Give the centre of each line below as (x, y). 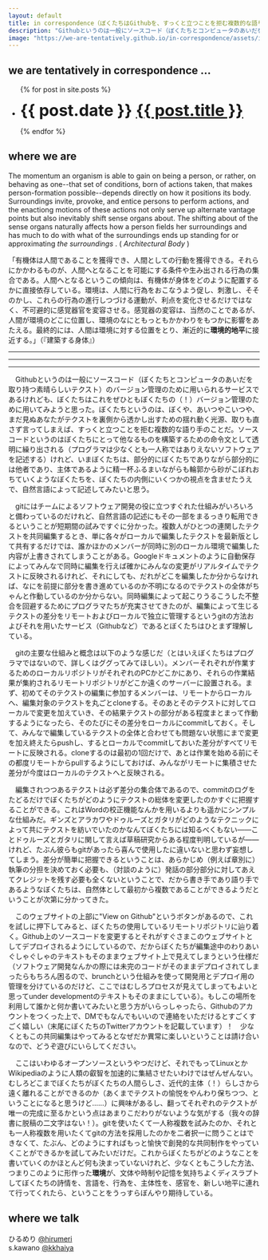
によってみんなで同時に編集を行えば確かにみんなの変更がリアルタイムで (127, 566)
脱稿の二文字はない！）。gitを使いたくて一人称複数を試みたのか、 (129, 1123)
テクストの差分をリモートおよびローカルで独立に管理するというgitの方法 (128, 616)
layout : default (35, 16)
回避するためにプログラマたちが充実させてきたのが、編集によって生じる (140, 606)
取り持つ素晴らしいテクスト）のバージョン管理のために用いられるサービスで (134, 389)
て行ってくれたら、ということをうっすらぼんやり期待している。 (113, 1193)
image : (19, 38)
